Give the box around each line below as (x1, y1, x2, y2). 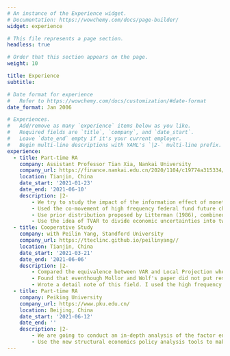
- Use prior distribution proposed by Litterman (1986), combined (31, 211, 225, 219)
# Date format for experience (7, 91, 94, 98)
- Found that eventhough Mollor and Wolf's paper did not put (31, 275, 213, 282)
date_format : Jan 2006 (7, 104, 72, 111)
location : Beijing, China (19, 307, 94, 314)
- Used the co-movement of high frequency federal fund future (31, 205, 216, 212)
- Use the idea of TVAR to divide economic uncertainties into (31, 218, 216, 225)
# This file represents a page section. (7, 35, 125, 42)
